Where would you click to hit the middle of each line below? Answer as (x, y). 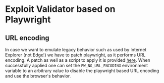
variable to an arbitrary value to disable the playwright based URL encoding (82, 71)
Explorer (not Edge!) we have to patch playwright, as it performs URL (75, 55)
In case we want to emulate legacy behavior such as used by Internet (76, 50)
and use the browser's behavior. (38, 76)
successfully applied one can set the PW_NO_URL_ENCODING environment (77, 65)
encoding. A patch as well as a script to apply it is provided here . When (78, 60)
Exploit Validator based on (60, 9)
